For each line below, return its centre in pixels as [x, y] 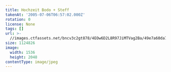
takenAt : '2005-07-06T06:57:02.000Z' [45, 15]
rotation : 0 [18, 19]
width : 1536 [23, 52]
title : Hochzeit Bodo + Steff [37, 10]
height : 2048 [24, 57]
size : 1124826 [20, 43]
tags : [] [15, 29]
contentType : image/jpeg [32, 62]
